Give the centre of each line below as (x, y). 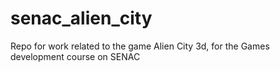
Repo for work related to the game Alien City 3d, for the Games (140, 46)
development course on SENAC (75, 56)
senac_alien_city (81, 18)
